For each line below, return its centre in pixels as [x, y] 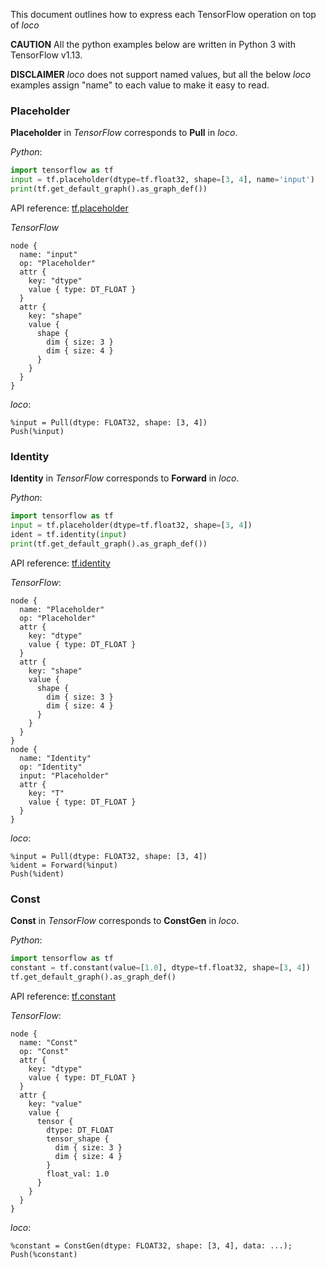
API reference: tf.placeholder [69, 208]
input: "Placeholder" [64, 775]
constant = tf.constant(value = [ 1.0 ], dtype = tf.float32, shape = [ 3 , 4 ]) [160, 967]
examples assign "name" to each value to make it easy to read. [140, 85]
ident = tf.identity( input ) [69, 534]
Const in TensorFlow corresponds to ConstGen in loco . [125, 921]
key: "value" [55, 1104]
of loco [25, 25]
